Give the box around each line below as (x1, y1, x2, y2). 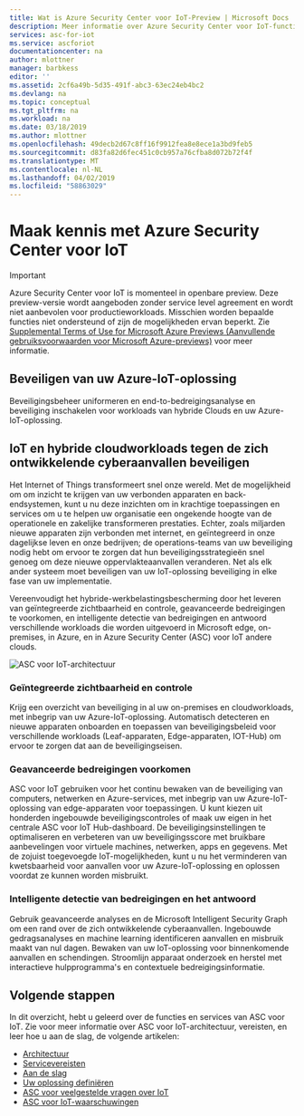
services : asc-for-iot (9, 30, 95, 39)
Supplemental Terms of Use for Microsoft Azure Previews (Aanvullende (9, 326, 276, 337)
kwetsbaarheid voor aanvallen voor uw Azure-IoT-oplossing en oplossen (9, 861, 280, 871)
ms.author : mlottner (9, 131, 88, 140)
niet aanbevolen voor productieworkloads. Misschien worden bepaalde (9, 307, 274, 318)
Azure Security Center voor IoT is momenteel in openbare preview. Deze (9, 287, 279, 299)
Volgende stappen (9, 987, 116, 1003)
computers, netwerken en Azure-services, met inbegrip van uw (9, 794, 246, 804)
